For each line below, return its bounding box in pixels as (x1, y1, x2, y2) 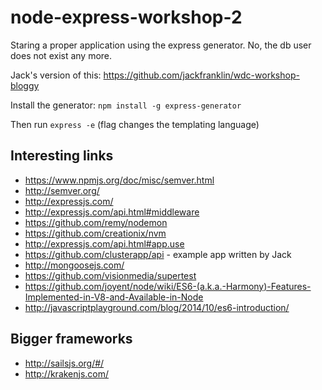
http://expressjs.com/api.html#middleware (24, 206, 200, 218)
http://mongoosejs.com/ (24, 259, 125, 271)
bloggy (10, 79, 40, 91)
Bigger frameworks (10, 331, 133, 348)
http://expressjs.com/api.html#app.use (24, 237, 185, 250)
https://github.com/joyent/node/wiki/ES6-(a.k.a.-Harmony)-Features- (24, 280, 312, 292)
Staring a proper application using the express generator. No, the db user (10, 39, 312, 51)
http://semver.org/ (24, 184, 100, 196)
